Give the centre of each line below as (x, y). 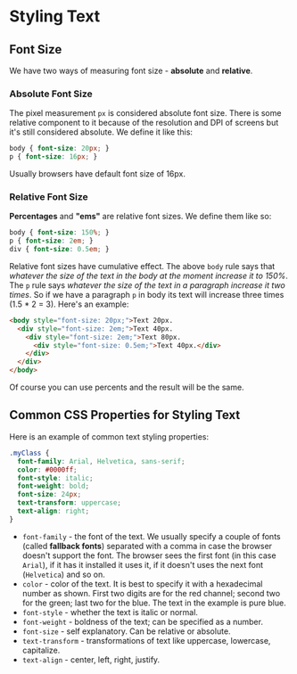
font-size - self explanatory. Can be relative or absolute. (126, 631)
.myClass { (29, 453)
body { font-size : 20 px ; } (59, 149)
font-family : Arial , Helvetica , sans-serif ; (101, 461)
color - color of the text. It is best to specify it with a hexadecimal (142, 584)
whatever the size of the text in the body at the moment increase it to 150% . (148, 275)
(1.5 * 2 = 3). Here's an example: (69, 304)
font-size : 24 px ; (49, 495)
